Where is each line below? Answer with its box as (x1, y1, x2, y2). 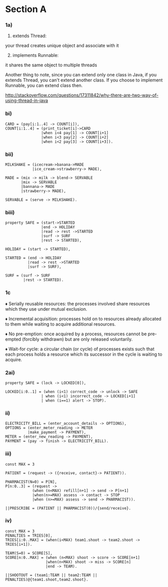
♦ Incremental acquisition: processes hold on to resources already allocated (5, 316, 161, 322)
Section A (5, 4, 47, 15)
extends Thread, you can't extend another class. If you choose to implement (5, 77, 163, 83)
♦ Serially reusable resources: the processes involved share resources (5, 301, 150, 307)
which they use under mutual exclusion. (5, 306, 88, 312)
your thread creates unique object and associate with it (5, 43, 119, 49)
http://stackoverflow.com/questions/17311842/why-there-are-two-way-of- (5, 92, 159, 99)
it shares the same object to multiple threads (5, 62, 97, 68)
